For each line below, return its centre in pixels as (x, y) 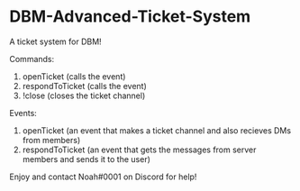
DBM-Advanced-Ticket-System (130, 17)
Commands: (32, 59)
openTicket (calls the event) (74, 76)
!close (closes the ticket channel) (84, 95)
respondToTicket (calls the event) (84, 86)
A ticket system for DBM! (55, 41)
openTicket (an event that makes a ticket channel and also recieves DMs (156, 130)
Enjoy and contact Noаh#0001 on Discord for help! (103, 177)
